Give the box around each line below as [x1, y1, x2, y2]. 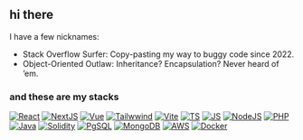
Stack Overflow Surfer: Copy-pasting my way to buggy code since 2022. [22, 49, 295, 60]
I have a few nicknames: [9, 31, 99, 42]
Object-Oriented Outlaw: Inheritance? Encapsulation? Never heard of [22, 58, 279, 69]
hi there [9, 7, 54, 23]
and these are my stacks [9, 90, 119, 103]
